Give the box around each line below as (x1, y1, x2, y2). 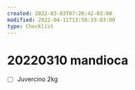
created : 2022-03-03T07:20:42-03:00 (7, 10, 112, 17)
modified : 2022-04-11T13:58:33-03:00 (7, 16, 116, 23)
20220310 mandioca (7, 52, 129, 68)
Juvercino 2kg (17, 75, 59, 83)
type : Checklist (7, 23, 54, 30)
